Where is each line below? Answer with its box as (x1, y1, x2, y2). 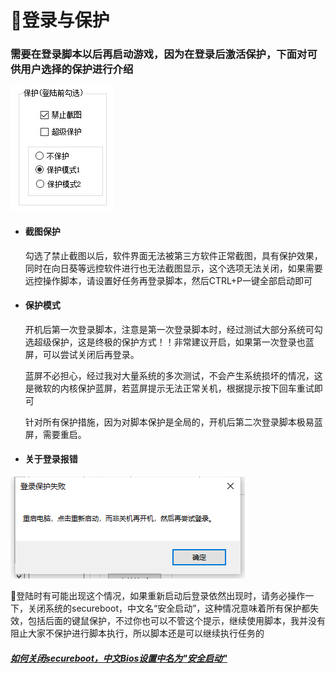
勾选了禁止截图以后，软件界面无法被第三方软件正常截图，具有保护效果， (24, 249, 323, 261)
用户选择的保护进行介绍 (20, 62, 134, 76)
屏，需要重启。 (24, 428, 87, 440)
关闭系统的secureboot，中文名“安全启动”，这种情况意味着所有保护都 (27, 602, 311, 615)
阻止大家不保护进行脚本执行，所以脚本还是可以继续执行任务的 (10, 627, 265, 640)
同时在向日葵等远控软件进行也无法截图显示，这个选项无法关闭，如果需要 (24, 262, 323, 274)
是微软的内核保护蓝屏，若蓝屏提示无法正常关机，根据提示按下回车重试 (24, 382, 315, 394)
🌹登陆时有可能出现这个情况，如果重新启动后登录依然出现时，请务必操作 (10, 590, 306, 602)
